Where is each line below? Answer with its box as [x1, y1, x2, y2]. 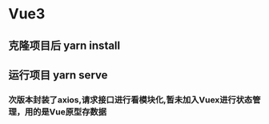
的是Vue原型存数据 [33, 106, 106, 117]
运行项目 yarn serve [8, 68, 108, 82]
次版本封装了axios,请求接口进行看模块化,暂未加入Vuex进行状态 [8, 94, 253, 105]
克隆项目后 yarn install [8, 38, 121, 52]
